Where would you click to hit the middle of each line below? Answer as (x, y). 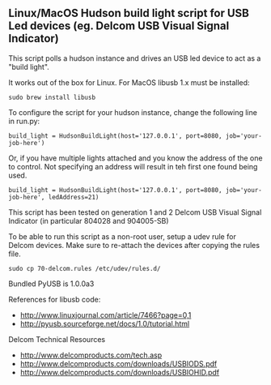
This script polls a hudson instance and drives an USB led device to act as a (135, 58)
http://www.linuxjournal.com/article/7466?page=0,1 (106, 314)
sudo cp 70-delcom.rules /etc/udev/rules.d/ (85, 268)
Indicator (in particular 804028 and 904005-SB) (89, 220)
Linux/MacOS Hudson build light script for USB (129, 13)
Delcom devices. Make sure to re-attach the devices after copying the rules (134, 245)
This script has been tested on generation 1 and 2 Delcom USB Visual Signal (135, 212)
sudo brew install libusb (52, 97)
